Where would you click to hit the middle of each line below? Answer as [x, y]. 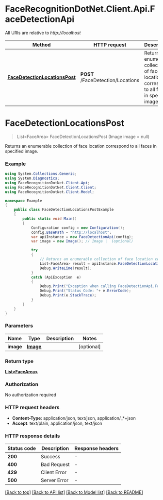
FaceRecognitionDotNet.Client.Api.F [80, 9]
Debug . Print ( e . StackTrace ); [68, 295]
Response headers [97, 448]
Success [50, 456]
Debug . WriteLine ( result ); [66, 268]
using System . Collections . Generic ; [41, 174]
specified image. [22, 151]
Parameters [19, 326]
